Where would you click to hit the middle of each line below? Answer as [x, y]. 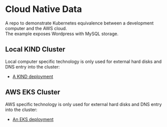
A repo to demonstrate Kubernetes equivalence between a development [79, 23]
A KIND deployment [33, 76]
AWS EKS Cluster [33, 92]
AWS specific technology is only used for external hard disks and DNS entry [83, 104]
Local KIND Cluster [35, 49]
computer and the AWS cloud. [36, 28]
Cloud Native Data [44, 9]
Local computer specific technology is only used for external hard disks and [83, 61]
